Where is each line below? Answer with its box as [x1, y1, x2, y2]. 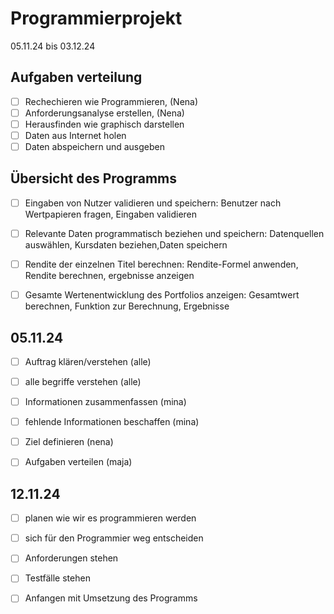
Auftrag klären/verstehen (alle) [24, 355, 152, 367]
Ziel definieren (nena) [24, 436, 114, 448]
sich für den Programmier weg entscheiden [24, 532, 204, 544]
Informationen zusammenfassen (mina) [24, 396, 187, 408]
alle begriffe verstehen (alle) [24, 376, 142, 387]
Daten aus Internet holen [24, 129, 127, 141]
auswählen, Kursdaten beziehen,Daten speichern [24, 239, 228, 251]
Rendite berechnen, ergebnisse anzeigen [24, 270, 195, 282]
